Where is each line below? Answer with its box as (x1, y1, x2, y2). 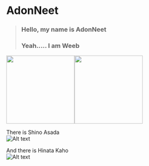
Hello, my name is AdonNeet (21, 25, 107, 34)
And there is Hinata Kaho (6, 147, 68, 154)
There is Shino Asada (6, 128, 59, 136)
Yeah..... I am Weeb (21, 42, 80, 50)
